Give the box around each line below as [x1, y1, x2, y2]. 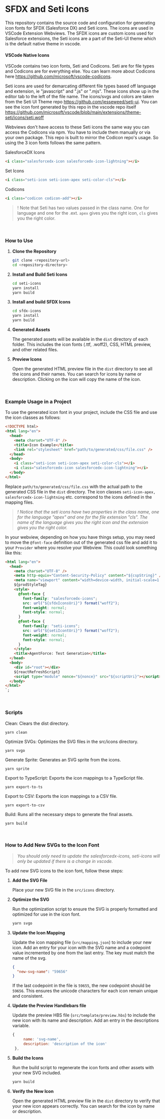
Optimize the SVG [12, 896, 50, 902]
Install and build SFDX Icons [12, 299, 71, 305]
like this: [5, 550, 22, 556]
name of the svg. [12, 955, 47, 961]
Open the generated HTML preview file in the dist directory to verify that [12, 1098, 160, 1104]
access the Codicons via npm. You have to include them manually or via [5, 129, 151, 135]
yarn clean [5, 730, 27, 735]
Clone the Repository [12, 248, 56, 255]
